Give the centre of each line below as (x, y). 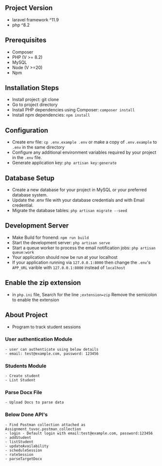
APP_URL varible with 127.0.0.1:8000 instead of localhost (69, 268)
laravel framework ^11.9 (35, 19)
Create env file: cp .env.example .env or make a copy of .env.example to (84, 142)
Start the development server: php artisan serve (61, 242)
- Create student (23, 376)
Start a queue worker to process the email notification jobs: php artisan (84, 248)
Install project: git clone (35, 100)
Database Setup (30, 178)
